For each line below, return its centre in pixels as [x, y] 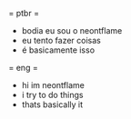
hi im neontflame [53, 85]
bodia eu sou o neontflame [72, 30]
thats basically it [52, 104]
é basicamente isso [58, 50]
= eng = [23, 68]
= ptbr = [24, 13]
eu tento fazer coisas [61, 40]
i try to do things [52, 95]
